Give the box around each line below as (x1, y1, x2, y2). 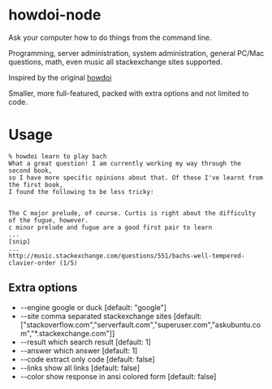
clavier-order (8, 258, 57, 267)
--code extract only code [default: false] (19, 354, 156, 364)
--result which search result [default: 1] (19, 337, 152, 347)
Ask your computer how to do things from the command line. (8, 32, 212, 42)
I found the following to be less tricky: (8, 188, 154, 196)
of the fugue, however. (8, 216, 89, 224)
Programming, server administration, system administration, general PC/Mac (8, 48, 265, 58)
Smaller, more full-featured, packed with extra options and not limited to (8, 88, 249, 98)
